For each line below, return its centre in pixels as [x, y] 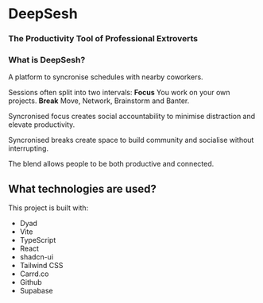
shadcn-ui [37, 257]
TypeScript [38, 240]
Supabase [36, 291]
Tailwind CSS [41, 266]
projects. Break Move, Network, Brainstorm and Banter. [99, 101]
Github [31, 282]
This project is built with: [48, 208]
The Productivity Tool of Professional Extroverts [103, 39]
